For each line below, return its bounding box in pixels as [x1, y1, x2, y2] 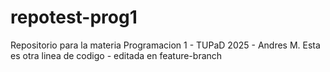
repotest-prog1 [10, 6, 138, 29]
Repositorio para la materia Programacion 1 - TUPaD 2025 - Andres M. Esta [10, 39, 321, 51]
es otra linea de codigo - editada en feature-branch [10, 49, 223, 61]
